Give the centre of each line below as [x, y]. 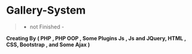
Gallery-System [46, 10]
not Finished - [47, 27]
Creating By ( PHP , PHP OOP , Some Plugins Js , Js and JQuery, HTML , [96, 38]
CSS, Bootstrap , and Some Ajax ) [48, 45]
